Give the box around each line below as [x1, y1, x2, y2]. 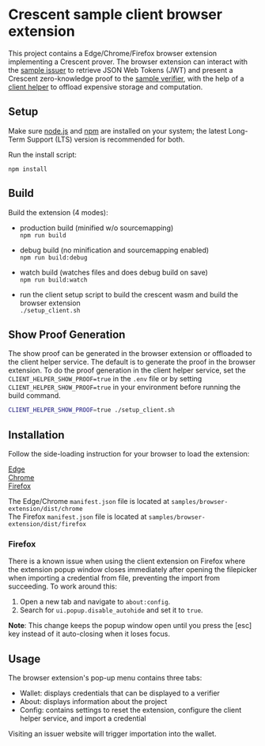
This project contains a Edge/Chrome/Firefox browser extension [8, 48, 218, 58]
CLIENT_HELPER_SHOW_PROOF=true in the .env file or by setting [8, 374, 203, 384]
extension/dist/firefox [8, 521, 87, 528]
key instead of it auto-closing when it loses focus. [8, 629, 170, 638]
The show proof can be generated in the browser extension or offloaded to [8, 349, 252, 358]
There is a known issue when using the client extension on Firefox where [8, 556, 246, 566]
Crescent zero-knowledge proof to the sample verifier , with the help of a [8, 74, 244, 83]
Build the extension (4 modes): [8, 207, 108, 217]
